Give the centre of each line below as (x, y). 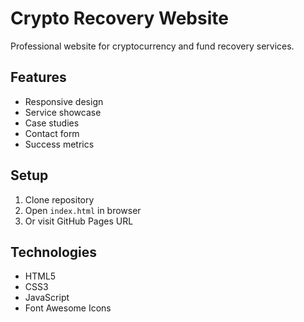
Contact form (52, 133)
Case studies (52, 123)
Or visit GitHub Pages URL (79, 221)
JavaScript (47, 298)
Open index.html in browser (83, 210)
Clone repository (59, 199)
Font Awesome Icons (68, 308)
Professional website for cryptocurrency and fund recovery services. (152, 46)
